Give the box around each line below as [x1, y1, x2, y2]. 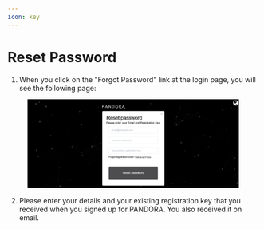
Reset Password [7, 48, 117, 66]
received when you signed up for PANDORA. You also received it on [18, 204, 242, 214]
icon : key [7, 13, 41, 21]
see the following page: [18, 83, 97, 93]
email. [18, 212, 39, 223]
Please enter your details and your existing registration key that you [18, 195, 241, 205]
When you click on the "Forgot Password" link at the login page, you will [18, 74, 256, 84]
